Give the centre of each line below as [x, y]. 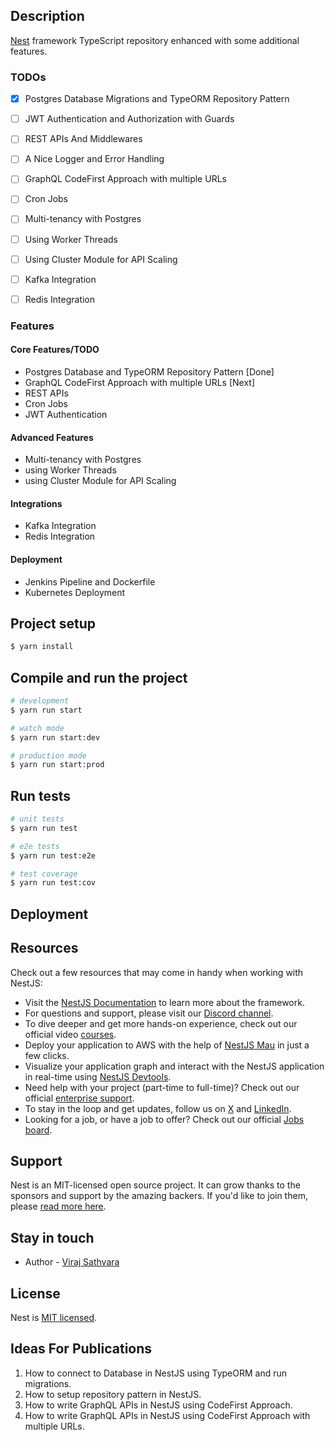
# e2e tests [35, 846]
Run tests [40, 795]
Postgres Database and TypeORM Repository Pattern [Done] [149, 371]
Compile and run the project [99, 677]
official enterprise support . [79, 1098]
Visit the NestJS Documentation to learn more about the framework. [164, 1002]
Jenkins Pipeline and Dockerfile [90, 581]
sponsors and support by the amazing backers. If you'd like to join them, [159, 1196]
